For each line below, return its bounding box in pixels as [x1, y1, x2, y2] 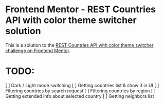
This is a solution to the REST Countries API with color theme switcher [5, 42, 154, 48]
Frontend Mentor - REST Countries [5, 4, 156, 15]
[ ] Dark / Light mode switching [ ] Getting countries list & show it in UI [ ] [5, 82, 159, 88]
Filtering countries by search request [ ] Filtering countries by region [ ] [5, 88, 156, 94]
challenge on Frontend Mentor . [5, 47, 70, 54]
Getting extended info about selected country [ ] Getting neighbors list [5, 93, 154, 99]
